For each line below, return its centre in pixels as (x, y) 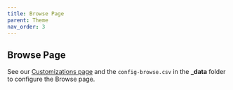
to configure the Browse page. (51, 79)
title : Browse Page (36, 14)
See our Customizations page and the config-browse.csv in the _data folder (116, 72)
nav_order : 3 (26, 27)
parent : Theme (28, 20)
